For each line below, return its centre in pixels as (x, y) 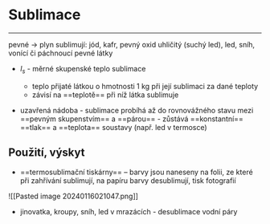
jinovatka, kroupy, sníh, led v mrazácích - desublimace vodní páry (129, 211)
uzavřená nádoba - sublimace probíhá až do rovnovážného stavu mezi (137, 110)
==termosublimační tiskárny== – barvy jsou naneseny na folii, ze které (136, 172)
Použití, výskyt (47, 153)
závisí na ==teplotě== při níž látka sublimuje (105, 95)
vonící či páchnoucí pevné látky (61, 53)
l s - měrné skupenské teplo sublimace (83, 69)
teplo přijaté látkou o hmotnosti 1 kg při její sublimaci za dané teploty (145, 86)
